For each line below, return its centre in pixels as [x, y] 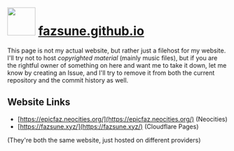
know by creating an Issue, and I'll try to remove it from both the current [111, 73]
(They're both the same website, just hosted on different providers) [104, 140]
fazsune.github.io [91, 31]
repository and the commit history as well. [68, 80]
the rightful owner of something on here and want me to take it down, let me [117, 65]
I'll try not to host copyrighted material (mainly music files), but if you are [112, 58]
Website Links [39, 102]
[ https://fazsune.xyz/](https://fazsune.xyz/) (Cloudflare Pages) [108, 127]
